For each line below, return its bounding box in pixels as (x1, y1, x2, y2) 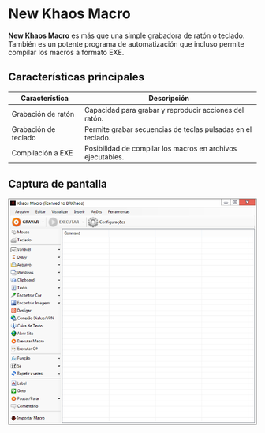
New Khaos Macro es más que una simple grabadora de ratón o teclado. (8, 31, 245, 40)
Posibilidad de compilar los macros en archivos (84, 144, 237, 153)
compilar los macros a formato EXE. (8, 47, 125, 57)
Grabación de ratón (11, 110, 75, 118)
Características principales (8, 70, 144, 84)
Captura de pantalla (8, 177, 108, 190)
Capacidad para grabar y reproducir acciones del (84, 105, 244, 114)
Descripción (148, 94, 189, 103)
